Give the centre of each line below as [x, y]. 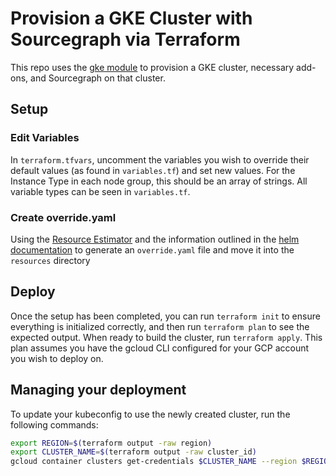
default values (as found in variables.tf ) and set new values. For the [153, 170]
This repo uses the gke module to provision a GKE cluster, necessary [152, 67]
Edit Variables [45, 138]
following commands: [54, 424]
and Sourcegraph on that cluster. [98, 78]
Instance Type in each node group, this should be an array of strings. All [159, 181]
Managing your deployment [98, 390]
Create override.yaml [63, 217]
